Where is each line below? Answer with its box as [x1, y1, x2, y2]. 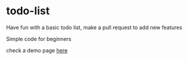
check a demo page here [6, 46, 68, 54]
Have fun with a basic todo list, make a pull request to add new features [6, 24, 183, 31]
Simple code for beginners [6, 35, 72, 42]
